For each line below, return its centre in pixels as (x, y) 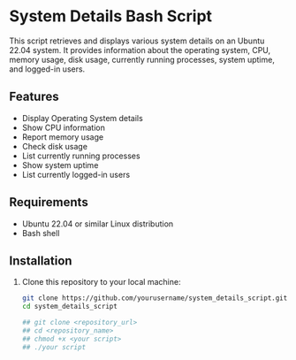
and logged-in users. (47, 69)
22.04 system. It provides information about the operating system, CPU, (140, 50)
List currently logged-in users (76, 174)
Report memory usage (63, 137)
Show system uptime (60, 165)
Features (34, 97)
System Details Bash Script (111, 16)
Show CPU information (64, 127)
